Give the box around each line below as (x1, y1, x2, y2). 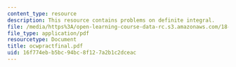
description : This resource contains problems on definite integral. (7, 17, 216, 24)
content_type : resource (7, 10, 77, 17)
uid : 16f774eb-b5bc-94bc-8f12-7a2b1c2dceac (7, 50, 137, 57)
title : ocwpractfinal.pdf (7, 43, 83, 50)
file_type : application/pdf (7, 29, 90, 37)
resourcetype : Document (7, 36, 77, 43)
